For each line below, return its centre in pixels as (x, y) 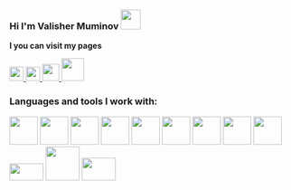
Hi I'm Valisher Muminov (64, 25)
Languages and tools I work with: (84, 101)
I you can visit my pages (56, 46)
